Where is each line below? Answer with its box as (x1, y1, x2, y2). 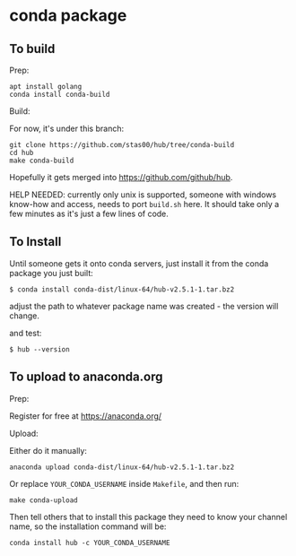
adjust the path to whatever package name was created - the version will (9, 300, 279, 311)
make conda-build (9, 156, 74, 165)
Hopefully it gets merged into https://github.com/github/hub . (9, 172, 233, 182)
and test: (9, 327, 42, 338)
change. (9, 310, 40, 321)
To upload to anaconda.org (9, 369, 163, 385)
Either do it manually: (9, 445, 88, 456)
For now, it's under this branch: (9, 123, 124, 134)
